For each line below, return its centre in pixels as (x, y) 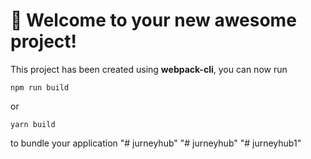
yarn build (33, 124)
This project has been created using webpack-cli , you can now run (149, 69)
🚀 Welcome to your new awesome (153, 20)
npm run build (40, 87)
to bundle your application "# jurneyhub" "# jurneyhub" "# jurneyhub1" (156, 143)
